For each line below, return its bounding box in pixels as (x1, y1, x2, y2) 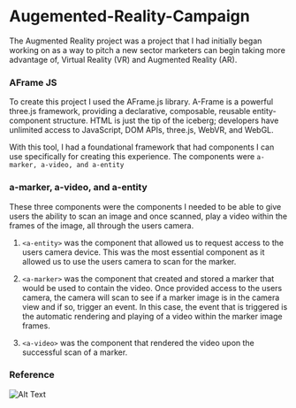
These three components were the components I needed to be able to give (9, 201, 282, 212)
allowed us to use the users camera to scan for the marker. (21, 256, 237, 266)
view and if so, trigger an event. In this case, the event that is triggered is (21, 301, 288, 312)
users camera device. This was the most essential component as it (21, 246, 265, 258)
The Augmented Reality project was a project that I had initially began (9, 35, 262, 46)
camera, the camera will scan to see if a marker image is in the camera (21, 292, 280, 303)
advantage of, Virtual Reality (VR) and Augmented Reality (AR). (9, 54, 238, 65)
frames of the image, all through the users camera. (9, 219, 194, 231)
